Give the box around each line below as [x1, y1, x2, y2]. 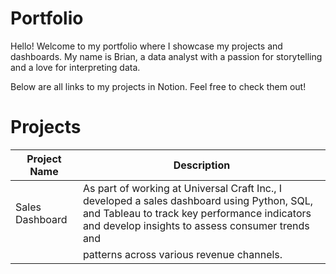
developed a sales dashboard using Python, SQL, [82, 193, 314, 207]
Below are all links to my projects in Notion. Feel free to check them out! [10, 80, 307, 92]
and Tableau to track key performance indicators [82, 206, 312, 220]
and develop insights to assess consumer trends [82, 218, 310, 232]
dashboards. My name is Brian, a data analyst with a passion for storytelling [10, 50, 323, 62]
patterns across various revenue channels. [82, 247, 283, 261]
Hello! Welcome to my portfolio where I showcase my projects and [10, 40, 283, 52]
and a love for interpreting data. [10, 61, 141, 73]
